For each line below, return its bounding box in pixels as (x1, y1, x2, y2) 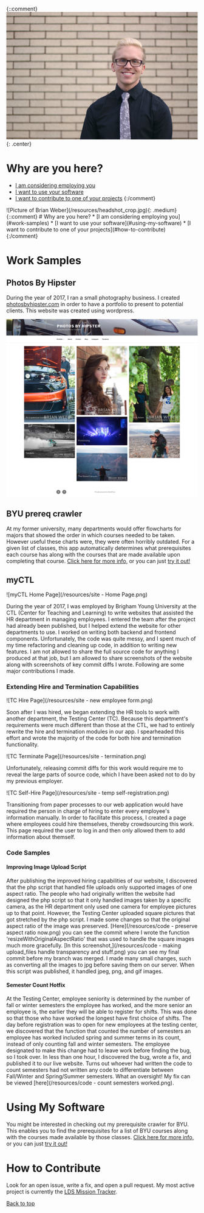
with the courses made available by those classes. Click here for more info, (6, 1133, 194, 1141)
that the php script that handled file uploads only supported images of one (6, 883, 192, 891)
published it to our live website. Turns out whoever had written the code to (6, 1060, 192, 1067)
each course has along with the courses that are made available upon (6, 550, 180, 558)
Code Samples (6, 848, 50, 857)
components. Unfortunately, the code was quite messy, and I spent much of (6, 635, 196, 642)
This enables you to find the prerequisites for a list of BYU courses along (6, 1127, 188, 1134)
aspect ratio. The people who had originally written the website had (6, 890, 175, 897)
